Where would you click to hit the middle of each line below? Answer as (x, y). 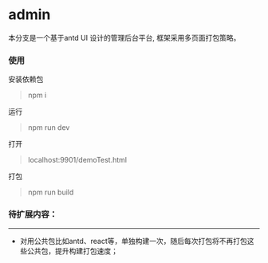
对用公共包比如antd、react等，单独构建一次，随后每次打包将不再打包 (133, 241)
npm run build (51, 192)
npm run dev (49, 128)
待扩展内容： (33, 214)
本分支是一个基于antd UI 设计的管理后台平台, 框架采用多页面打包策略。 (124, 37)
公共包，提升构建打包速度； (72, 251)
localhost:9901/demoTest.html (77, 160)
